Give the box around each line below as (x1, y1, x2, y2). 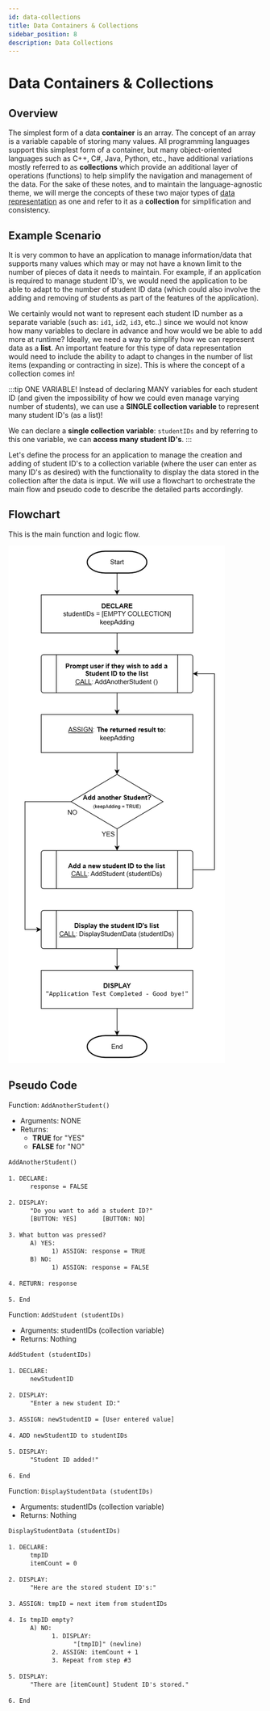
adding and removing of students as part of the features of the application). (8, 293, 260, 303)
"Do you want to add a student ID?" (29, 1207, 153, 1215)
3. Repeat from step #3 (51, 1656, 131, 1664)
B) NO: (29, 1255, 52, 1263)
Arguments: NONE (19, 1115, 82, 1125)
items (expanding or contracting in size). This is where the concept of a (8, 360, 246, 370)
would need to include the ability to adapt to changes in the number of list (8, 352, 253, 361)
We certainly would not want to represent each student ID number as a (8, 309, 243, 318)
